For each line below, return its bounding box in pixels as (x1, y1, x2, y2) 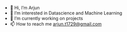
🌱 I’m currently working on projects (10, 15, 83, 21)
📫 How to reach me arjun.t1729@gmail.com (10, 21, 102, 27)
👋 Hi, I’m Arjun (10, 5, 40, 10)
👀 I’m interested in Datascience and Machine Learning (10, 10, 122, 16)
